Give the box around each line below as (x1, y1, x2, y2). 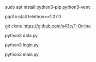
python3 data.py (5, 33, 38, 38)
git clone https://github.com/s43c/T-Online (5, 23, 91, 29)
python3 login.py (5, 42, 39, 48)
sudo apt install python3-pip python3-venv (5, 4, 91, 10)
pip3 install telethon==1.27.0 (5, 14, 62, 19)
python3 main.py (5, 51, 39, 57)
